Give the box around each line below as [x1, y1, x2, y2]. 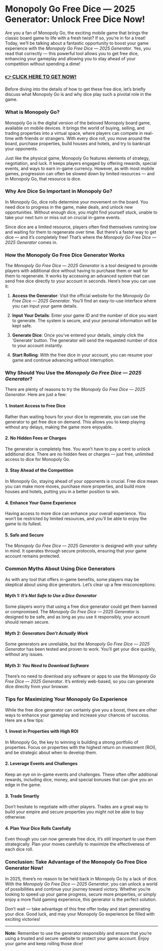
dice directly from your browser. [5, 684, 69, 690]
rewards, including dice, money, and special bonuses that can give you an [5, 777, 153, 783]
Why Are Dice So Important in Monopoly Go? [5, 188, 113, 195]
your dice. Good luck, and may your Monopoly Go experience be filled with [5, 911, 155, 917]
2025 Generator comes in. [5, 239, 58, 245]
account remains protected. [5, 553, 61, 559]
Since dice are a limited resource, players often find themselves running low [5, 224, 157, 230]
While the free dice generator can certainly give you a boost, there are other [5, 707, 157, 713]
